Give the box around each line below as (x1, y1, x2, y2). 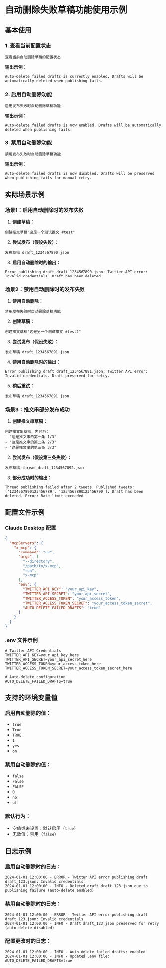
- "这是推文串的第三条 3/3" (5, 445, 57, 450)
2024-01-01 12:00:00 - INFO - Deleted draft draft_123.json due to (5, 884, 148, 889)
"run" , (23, 568, 37, 573)
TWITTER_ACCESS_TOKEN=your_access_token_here (5, 661, 101, 667)
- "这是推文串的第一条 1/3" (5, 434, 57, 439)
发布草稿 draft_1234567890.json (5, 250, 70, 255)
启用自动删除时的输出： (12, 260, 61, 266)
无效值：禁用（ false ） (12, 831, 59, 837)
